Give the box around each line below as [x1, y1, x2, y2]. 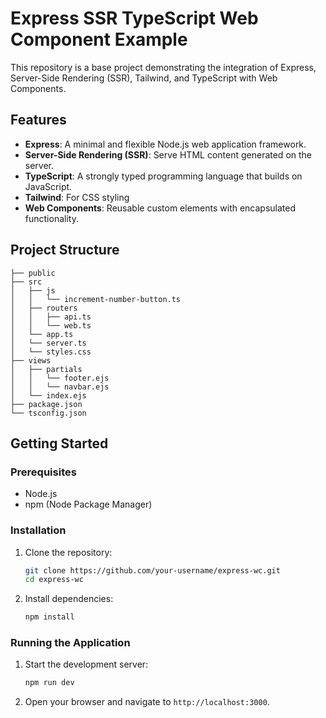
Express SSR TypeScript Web [10, 7, 259, 30]
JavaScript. [24, 180, 73, 192]
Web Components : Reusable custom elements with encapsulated [24, 202, 297, 214]
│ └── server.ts [10, 338, 87, 348]
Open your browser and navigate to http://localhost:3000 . [24, 696, 270, 708]
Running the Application [10, 636, 131, 650]
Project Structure [10, 242, 120, 259]
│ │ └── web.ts [10, 320, 92, 331]
